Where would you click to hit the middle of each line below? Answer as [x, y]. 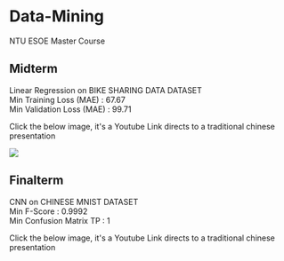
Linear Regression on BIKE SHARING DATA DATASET [106, 90]
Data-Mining [57, 16]
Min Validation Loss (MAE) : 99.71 [70, 109]
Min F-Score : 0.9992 [49, 211]
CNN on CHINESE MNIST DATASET [74, 202]
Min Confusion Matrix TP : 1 [60, 220]
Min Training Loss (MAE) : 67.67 [68, 99]
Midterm [33, 69]
